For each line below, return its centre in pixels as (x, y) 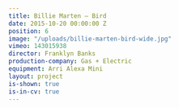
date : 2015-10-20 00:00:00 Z (58, 24)
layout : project (36, 76)
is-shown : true (34, 84)
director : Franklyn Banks (52, 54)
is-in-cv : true (34, 91)
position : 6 (28, 31)
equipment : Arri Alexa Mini (56, 69)
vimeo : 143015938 (38, 46)
